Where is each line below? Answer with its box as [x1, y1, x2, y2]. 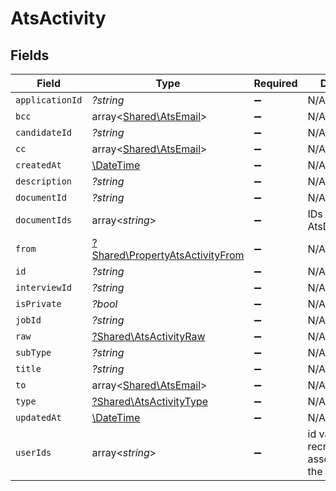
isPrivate [15, 298, 62, 309]
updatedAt [15, 412, 62, 423]
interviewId [15, 282, 73, 293]
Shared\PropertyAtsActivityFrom [91, 248, 245, 262]
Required [253, 77, 298, 90]
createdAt [15, 160, 62, 171]
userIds [15, 447, 52, 458]
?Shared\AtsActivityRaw [91, 330, 206, 343]
